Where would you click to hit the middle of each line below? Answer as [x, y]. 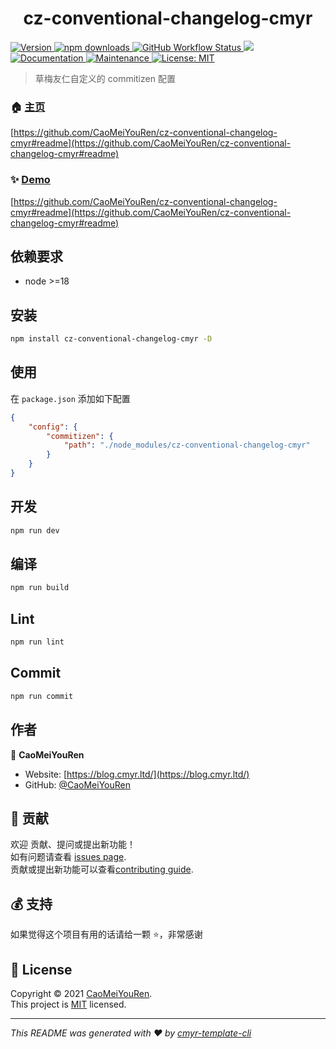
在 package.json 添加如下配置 [70, 398]
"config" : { [53, 427]
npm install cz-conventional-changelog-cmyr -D [111, 339]
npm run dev [35, 530]
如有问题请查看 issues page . [68, 857]
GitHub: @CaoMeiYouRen [77, 784]
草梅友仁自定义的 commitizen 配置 [105, 78]
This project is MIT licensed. [68, 1004]
